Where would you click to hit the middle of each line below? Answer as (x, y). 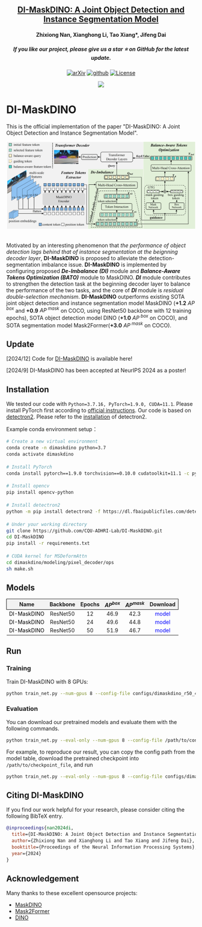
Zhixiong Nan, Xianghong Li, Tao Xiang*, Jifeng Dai (101, 34)
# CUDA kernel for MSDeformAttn (47, 556)
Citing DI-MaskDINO (45, 795)
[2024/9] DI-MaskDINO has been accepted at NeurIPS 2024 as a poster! (96, 370)
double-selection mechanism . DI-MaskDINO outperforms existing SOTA (96, 297)
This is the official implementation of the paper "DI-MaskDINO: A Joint (93, 126)
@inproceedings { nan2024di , (40, 828)
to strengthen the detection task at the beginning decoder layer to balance (98, 284)
